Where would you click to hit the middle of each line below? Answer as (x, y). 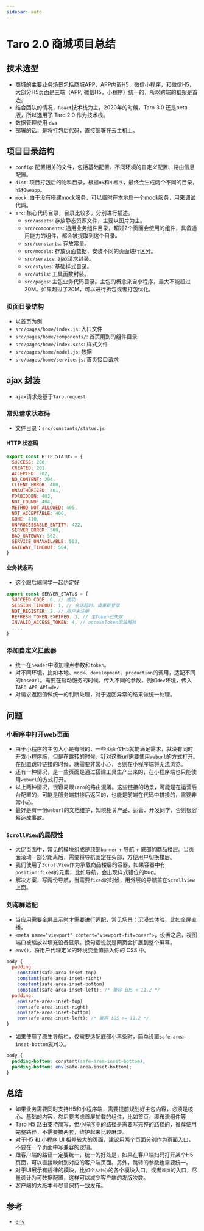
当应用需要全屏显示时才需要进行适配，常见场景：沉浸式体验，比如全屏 (103, 919)
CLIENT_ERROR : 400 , (37, 485)
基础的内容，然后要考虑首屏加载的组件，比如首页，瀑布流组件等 (106, 1117)
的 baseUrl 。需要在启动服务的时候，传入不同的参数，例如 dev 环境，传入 (104, 680)
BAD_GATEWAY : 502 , (35, 536)
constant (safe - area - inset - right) (60, 979)
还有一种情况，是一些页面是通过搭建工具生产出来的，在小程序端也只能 (103, 772)
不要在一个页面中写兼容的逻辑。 (55, 1147)
